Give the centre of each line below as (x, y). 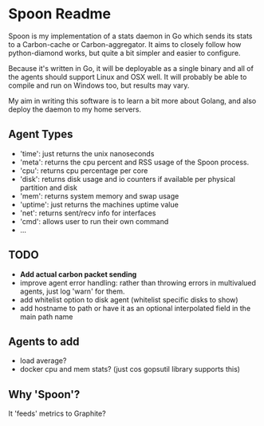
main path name (46, 317)
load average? (43, 361)
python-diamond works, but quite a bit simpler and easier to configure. (124, 53)
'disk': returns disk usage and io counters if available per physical (127, 179)
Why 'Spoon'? (44, 394)
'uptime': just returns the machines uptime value (99, 204)
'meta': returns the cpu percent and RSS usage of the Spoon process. (134, 162)
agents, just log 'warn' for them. (72, 291)
